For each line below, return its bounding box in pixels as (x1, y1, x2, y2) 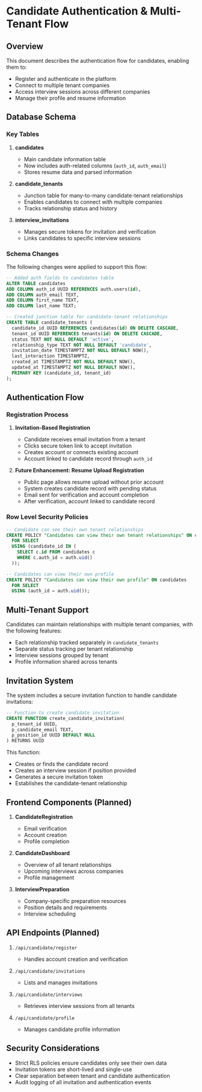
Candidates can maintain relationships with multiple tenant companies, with (6, 621, 194, 628)
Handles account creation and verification (23, 955, 128, 963)
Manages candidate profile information (23, 1026, 120, 1033)
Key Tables (6, 130, 40, 138)
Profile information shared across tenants (14, 658, 118, 666)
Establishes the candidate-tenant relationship (14, 780, 127, 787)
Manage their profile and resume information (14, 95, 126, 101)
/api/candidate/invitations (14, 968, 85, 974)
